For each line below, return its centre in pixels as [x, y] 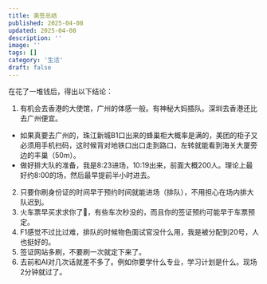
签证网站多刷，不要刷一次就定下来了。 [82, 251]
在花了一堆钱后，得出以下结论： [61, 91]
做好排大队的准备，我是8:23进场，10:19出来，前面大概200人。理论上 [133, 165]
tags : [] [23, 53]
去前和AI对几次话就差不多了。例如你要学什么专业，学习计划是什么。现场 [138, 262]
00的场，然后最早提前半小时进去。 [97, 175]
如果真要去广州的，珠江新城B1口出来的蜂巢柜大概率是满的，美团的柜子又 [139, 135]
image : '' [25, 45]
